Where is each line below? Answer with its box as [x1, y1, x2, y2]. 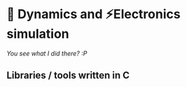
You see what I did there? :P [6, 49, 88, 58]
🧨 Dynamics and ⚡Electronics [6, 6, 181, 22]
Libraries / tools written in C [6, 69, 130, 81]
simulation [6, 26, 69, 42]
